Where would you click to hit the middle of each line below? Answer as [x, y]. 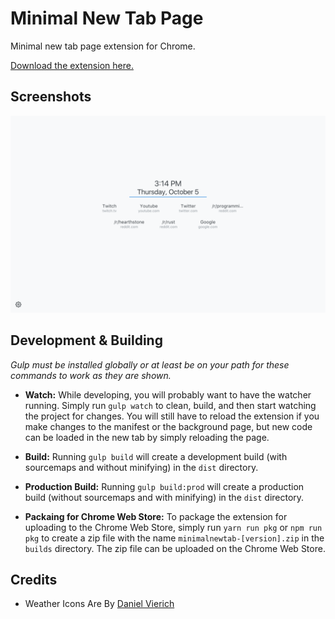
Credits [34, 579]
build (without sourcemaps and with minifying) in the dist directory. [164, 497]
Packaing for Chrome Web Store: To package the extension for [156, 516]
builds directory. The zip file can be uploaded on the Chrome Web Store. [175, 548]
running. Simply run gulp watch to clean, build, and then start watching [170, 405]
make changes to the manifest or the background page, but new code [168, 426]
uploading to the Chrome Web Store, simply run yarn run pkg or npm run [173, 527]
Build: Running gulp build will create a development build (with [156, 456]
